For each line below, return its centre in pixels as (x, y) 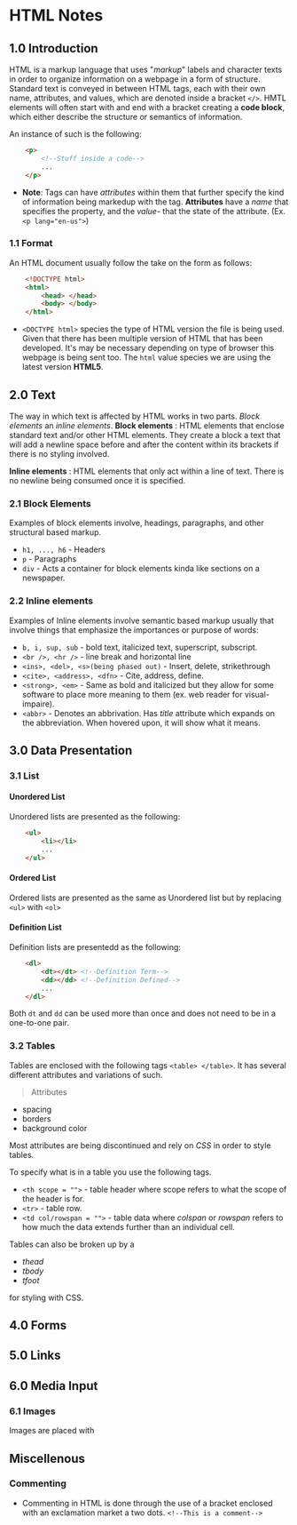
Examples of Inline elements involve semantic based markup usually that (142, 620)
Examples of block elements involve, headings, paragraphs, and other (137, 523)
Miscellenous (47, 1458)
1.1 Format (31, 244)
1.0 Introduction (54, 48)
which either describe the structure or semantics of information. (126, 117)
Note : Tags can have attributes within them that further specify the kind (153, 192)
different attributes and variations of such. (86, 1074)
